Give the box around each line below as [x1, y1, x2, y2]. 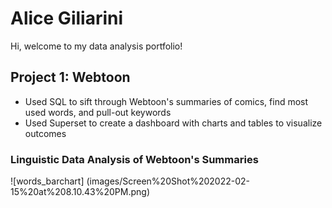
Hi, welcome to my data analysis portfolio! [10, 40, 183, 52]
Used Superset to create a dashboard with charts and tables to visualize [24, 117, 323, 129]
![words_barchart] [10, 175, 85, 187]
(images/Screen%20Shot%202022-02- [86, 175, 251, 187]
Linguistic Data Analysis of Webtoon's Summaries [10, 152, 259, 166]
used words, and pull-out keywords [24, 106, 172, 118]
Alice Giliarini [10, 7, 124, 30]
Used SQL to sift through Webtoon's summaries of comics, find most [24, 95, 309, 107]
